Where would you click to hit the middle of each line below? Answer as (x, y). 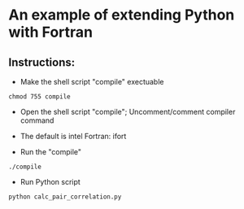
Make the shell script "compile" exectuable (92, 82)
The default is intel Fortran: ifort (73, 136)
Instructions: (42, 62)
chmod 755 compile (39, 97)
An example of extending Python (122, 15)
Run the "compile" (51, 152)
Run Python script (50, 182)
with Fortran (51, 32)
